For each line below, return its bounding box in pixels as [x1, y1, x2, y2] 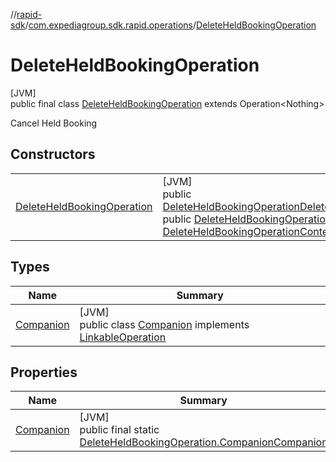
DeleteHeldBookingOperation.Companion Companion [79, 435, 328, 449]
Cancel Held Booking [10, 117, 98, 129]
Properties [10, 364, 78, 381]
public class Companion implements [79, 317, 250, 331]
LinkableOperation [79, 330, 167, 344]
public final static [79, 423, 160, 437]
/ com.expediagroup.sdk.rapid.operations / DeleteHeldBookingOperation [24, 19, 317, 31]
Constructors [10, 146, 96, 163]
